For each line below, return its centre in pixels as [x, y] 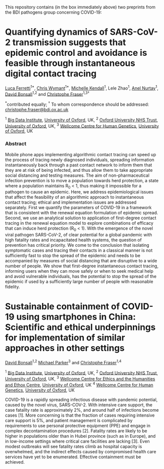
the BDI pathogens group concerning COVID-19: [53, 12]
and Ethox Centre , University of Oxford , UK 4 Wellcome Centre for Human [79, 385]
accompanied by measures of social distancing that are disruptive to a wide [81, 261]
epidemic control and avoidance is [76, 53]
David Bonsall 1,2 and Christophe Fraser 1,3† [47, 94]
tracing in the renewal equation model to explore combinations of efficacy [79, 223]
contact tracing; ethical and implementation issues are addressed [71, 202]
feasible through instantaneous [70, 63]
